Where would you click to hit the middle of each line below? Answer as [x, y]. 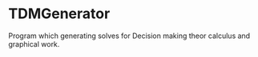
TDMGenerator [59, 14]
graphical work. [34, 44]
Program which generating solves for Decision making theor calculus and [129, 36]
